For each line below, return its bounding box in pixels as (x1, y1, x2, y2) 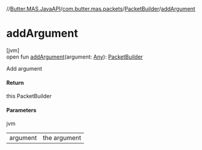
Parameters (6, 106, 37, 113)
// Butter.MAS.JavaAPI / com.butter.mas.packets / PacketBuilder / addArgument (6, 5, 196, 12)
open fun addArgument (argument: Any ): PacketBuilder (6, 53, 143, 60)
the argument (43, 134, 82, 142)
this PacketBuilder (6, 93, 52, 100)
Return (6, 79, 24, 86)
